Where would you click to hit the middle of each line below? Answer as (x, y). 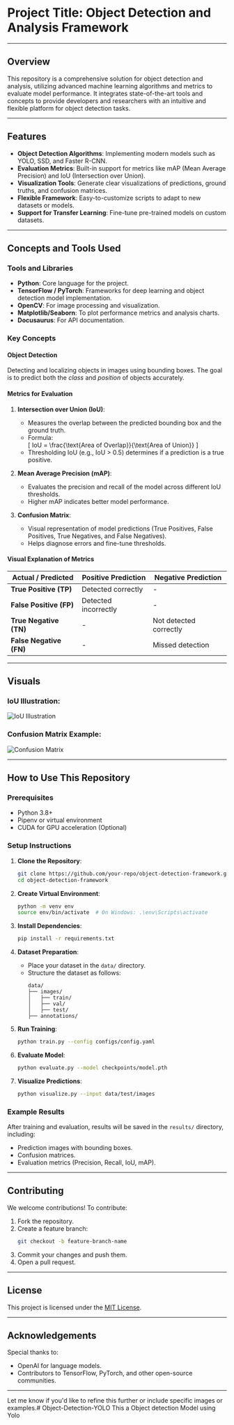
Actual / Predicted (43, 577)
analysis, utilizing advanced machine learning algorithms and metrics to (110, 86)
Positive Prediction (114, 577)
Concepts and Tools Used (64, 248)
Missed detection (181, 645)
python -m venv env (46, 906)
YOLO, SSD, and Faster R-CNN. (62, 161)
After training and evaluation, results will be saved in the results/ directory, (116, 1127)
